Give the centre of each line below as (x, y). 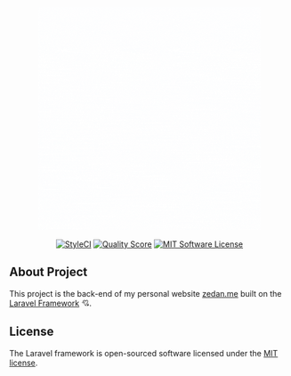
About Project (48, 272)
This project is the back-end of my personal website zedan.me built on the (145, 293)
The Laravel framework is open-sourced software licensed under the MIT (144, 353)
